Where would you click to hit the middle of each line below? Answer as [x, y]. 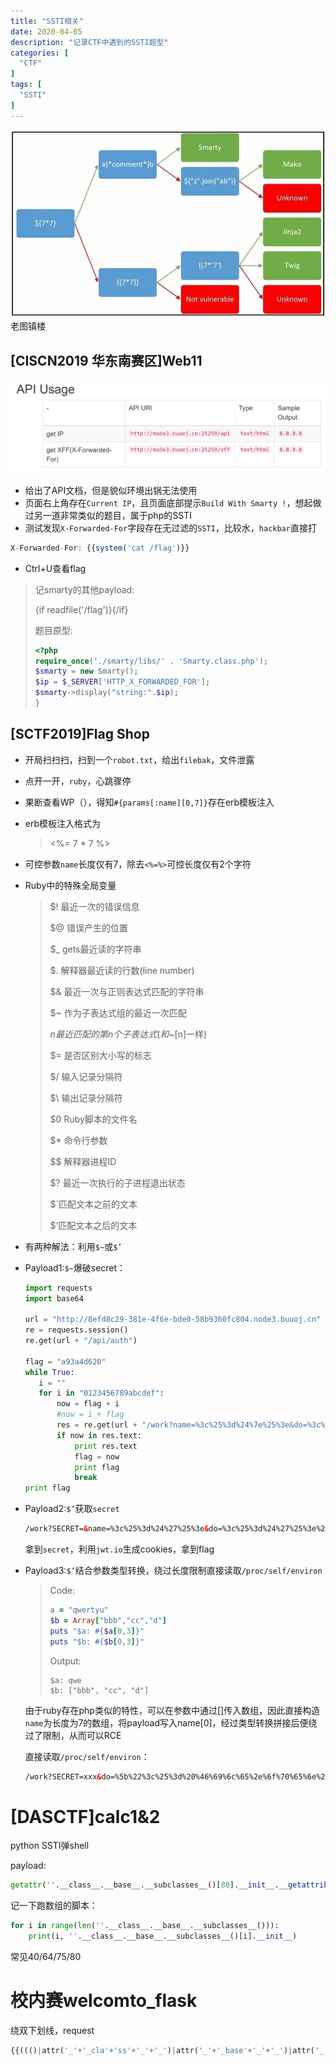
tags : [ [26, 85]
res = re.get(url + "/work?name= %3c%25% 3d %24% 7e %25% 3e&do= [182, 1425]
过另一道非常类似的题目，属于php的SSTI [108, 515]
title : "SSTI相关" [47, 21]
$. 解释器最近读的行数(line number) [122, 970]
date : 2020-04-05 [46, 31]
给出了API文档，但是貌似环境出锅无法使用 [111, 490]
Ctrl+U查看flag [55, 568]
